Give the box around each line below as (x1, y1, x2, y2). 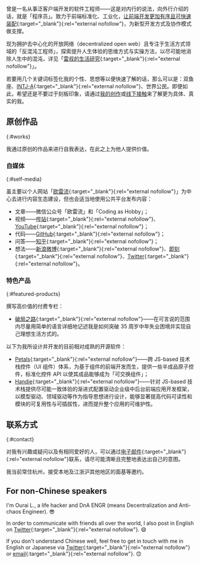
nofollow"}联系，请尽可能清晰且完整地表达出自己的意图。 (43, 456, 184, 463)
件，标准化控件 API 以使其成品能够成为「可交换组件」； (14, 370, 149, 378)
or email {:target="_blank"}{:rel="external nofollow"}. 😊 (6, 550, 142, 558)
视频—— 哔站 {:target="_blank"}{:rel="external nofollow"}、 (14, 215, 159, 222)
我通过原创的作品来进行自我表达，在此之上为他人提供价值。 (6, 145, 152, 152)
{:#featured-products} (6, 290, 61, 298)
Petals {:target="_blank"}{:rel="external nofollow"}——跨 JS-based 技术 (14, 355, 190, 363)
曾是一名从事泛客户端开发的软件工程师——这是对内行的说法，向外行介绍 (6, 5, 183, 12)
